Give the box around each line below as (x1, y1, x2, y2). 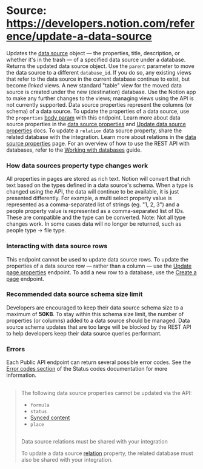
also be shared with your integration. (21, 456, 113, 463)
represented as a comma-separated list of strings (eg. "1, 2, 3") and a (6, 201, 180, 208)
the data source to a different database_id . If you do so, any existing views (6, 69, 192, 76)
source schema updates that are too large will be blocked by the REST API (6, 323, 192, 331)
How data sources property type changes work (6, 161, 148, 170)
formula (30, 402, 50, 408)
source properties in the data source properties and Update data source (6, 120, 186, 127)
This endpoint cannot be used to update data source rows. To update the (6, 255, 189, 263)
